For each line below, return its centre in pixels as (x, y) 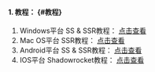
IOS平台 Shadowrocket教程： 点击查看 (81, 60)
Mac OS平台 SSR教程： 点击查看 (72, 41)
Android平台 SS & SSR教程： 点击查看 (81, 50)
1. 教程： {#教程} (35, 12)
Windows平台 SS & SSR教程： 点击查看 (83, 31)
